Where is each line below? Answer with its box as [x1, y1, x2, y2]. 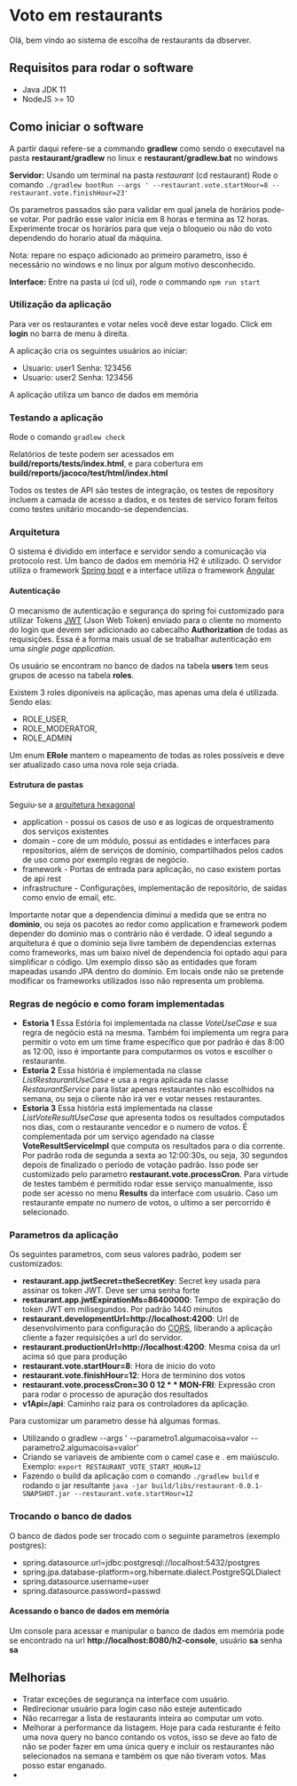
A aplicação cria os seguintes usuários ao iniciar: [9, 345, 188, 356]
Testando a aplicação [9, 411, 104, 423]
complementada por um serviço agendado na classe [21, 1131, 215, 1142]
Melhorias [9, 1670, 66, 1686]
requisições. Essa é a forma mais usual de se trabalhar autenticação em [9, 633, 272, 645]
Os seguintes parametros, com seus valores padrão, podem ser [9, 1249, 242, 1260]
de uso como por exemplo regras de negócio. [21, 854, 189, 865]
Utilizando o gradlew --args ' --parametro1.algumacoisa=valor [21, 1433, 249, 1444]
